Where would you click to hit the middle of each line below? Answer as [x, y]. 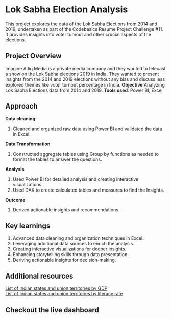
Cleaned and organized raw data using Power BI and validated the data [87, 129]
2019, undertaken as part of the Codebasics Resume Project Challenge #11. [84, 29]
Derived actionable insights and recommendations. [66, 210]
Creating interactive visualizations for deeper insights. [69, 249]
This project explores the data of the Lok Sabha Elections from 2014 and [81, 24]
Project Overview [33, 56]
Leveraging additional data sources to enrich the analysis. [73, 244]
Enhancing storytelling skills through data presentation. [71, 255]
